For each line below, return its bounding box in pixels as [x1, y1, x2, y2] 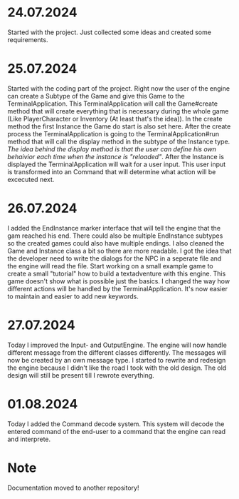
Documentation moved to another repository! [7, 483, 139, 492]
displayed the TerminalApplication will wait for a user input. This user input [7, 160, 226, 168]
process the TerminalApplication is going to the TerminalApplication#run [7, 129, 220, 138]
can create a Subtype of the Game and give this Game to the [7, 91, 185, 100]
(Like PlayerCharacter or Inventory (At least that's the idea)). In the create [7, 114, 223, 123]
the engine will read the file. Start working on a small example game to [7, 261, 213, 270]
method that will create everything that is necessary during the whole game [7, 106, 229, 115]
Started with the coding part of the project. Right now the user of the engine [7, 84, 230, 93]
